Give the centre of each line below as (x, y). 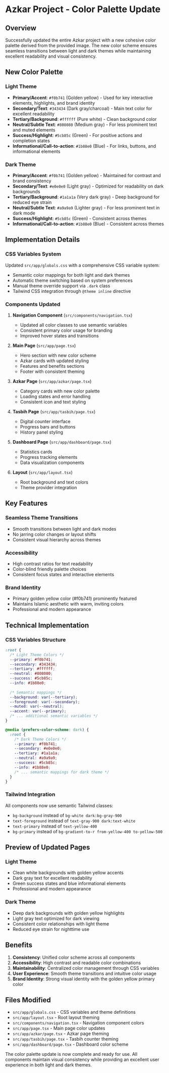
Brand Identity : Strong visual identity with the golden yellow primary (83, 979)
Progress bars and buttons (48, 426)
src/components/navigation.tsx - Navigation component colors (78, 1023)
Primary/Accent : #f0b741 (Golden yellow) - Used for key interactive (82, 98)
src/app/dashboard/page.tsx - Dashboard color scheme (70, 1044)
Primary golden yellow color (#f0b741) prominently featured (75, 598)
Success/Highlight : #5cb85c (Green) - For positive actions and (77, 135)
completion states (31, 141)
